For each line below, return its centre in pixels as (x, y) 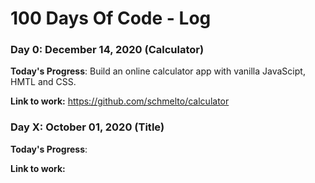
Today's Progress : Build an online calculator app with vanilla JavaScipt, (158, 71)
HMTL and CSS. (43, 82)
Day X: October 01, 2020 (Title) (87, 127)
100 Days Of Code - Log (111, 18)
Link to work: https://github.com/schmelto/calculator (120, 101)
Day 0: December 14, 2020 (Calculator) (107, 50)
